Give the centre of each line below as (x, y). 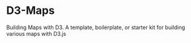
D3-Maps (31, 11)
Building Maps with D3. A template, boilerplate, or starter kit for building (96, 27)
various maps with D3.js (36, 33)
